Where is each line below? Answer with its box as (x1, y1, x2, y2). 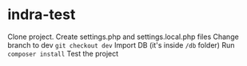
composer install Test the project (7, 49, 119, 58)
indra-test (7, 6, 76, 24)
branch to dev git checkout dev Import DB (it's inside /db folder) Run (7, 40, 235, 49)
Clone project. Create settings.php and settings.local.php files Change (7, 32, 239, 41)
